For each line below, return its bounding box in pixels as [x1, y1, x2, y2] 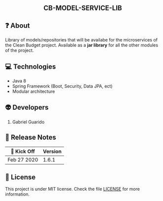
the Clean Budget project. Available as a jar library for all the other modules [5, 42, 159, 48]
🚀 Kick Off [10, 148, 35, 155]
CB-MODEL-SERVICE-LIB [43, 4, 122, 12]
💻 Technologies [5, 62, 56, 71]
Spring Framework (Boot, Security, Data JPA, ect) [12, 83, 113, 89]
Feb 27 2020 [7, 156, 38, 163]
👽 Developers [5, 103, 49, 112]
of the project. [5, 47, 34, 53]
